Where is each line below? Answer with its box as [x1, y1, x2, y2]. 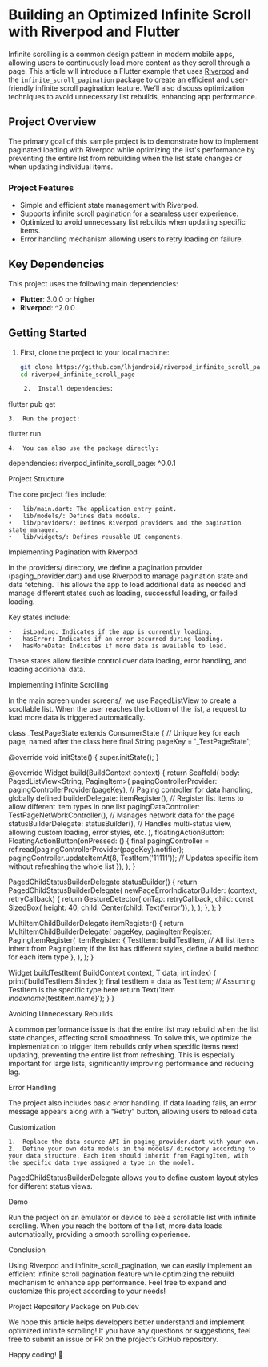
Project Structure [8, 474, 65, 484]
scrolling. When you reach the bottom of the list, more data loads [8, 1221, 222, 1231]
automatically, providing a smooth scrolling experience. [8, 1230, 190, 1239]
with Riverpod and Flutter [8, 22, 180, 41]
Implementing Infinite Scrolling [8, 680, 109, 690]
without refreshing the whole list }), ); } [8, 862, 136, 871]
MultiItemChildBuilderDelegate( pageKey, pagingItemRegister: [8, 927, 213, 936]
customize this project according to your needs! [8, 1286, 166, 1296]
